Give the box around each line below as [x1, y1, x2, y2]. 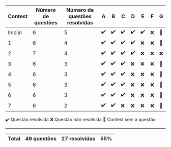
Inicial [8, 29, 22, 36]
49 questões [25, 135, 57, 142]
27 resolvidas [61, 135, 96, 142]
